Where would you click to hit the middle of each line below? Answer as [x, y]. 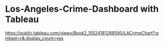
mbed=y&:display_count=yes [34, 38]
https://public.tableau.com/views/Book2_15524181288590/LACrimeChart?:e [82, 33]
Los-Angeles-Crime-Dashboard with [82, 9]
